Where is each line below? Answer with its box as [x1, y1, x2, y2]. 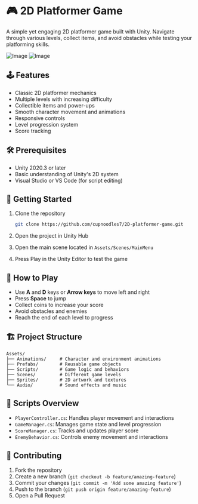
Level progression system [14, 121, 79, 128]
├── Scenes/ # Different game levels [6, 371, 121, 377]
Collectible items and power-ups [14, 102, 95, 109]
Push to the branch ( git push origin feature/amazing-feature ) [14, 485, 171, 493]
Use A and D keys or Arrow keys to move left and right [14, 288, 150, 296]
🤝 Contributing [6, 451, 62, 461]
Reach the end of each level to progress [14, 314, 113, 321]
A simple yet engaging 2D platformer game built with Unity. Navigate [6, 27, 175, 35]
